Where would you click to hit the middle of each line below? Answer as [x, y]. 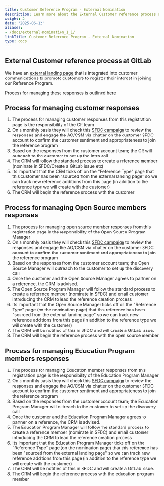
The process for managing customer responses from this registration [82, 119]
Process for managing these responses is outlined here [61, 93]
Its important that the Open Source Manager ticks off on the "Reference [84, 305]
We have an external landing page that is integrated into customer [71, 73]
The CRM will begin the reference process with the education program [83, 474]
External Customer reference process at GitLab [78, 61]
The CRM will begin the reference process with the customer [73, 192]
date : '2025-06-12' [25, 23]
